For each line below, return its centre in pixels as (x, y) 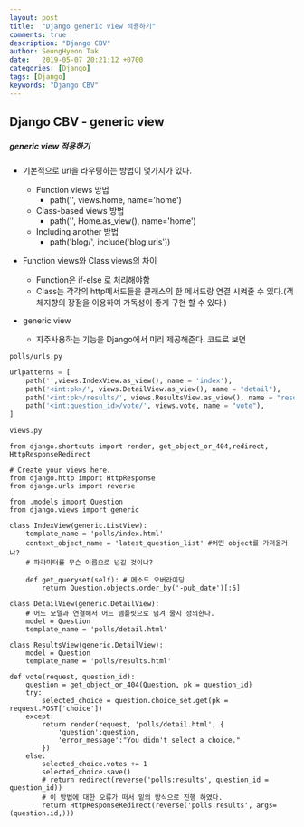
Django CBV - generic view (87, 122)
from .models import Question (66, 502)
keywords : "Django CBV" (54, 85)
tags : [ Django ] (38, 77)
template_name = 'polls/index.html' (95, 534)
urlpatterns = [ (40, 372)
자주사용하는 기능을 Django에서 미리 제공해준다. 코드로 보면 (141, 339)
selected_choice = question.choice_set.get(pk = (135, 701)
